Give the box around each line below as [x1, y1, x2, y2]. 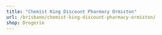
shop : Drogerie [6, 20, 45, 26]
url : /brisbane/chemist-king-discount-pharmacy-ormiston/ [6, 14, 156, 20]
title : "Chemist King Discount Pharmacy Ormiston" [6, 8, 137, 15]
